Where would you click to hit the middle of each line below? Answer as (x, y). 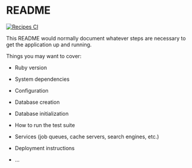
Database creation (37, 102)
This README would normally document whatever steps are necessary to (96, 38)
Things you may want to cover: (44, 56)
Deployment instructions (45, 148)
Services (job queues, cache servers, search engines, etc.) (87, 137)
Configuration (31, 90)
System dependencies (42, 79)
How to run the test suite (45, 125)
